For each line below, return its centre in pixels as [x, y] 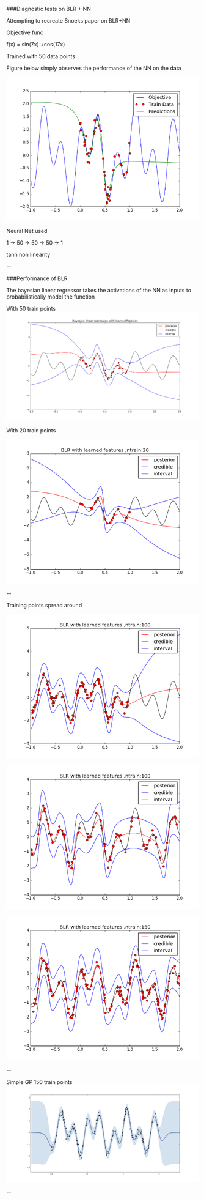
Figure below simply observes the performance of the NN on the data [94, 68]
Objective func [25, 32]
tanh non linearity [28, 254]
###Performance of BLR [37, 278]
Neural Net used [27, 231]
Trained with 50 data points [41, 56]
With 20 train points [31, 430]
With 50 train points [31, 309]
